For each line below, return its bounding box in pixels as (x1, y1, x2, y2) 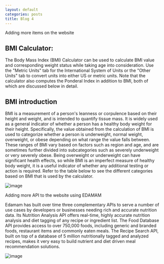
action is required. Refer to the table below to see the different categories (5, 168, 153, 174)
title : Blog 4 (5, 16, 34, 21)
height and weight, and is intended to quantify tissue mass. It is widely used (5, 116, 158, 121)
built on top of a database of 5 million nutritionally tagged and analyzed (5, 233, 149, 239)
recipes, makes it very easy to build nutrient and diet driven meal (5, 238, 136, 244)
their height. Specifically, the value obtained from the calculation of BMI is (5, 126, 154, 132)
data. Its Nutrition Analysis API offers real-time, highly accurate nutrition (5, 212, 150, 218)
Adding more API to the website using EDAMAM (5, 192, 102, 198)
